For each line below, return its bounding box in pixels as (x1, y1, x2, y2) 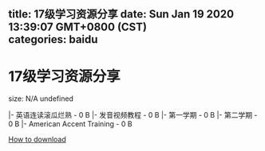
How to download (8, 134, 66, 145)
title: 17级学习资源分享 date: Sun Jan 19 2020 (8, 7, 234, 21)
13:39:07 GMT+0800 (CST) (8, 21, 148, 34)
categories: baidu (8, 33, 98, 46)
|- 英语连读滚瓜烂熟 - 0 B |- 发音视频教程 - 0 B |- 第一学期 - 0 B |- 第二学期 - (8, 110, 258, 120)
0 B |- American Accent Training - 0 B (8, 119, 133, 129)
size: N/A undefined (8, 94, 74, 103)
